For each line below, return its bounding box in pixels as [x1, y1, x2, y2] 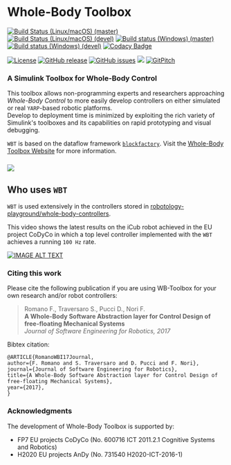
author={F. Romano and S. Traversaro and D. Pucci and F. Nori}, [7, 360, 199, 367]
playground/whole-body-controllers [7, 209, 109, 218]
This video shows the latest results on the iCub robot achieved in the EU [7, 222, 212, 231]
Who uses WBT [7, 184, 68, 195]
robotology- [150, 202, 185, 210]
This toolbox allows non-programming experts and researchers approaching [7, 89, 225, 98]
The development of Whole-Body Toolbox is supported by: [7, 422, 175, 430]
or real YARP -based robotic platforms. [7, 104, 113, 112]
